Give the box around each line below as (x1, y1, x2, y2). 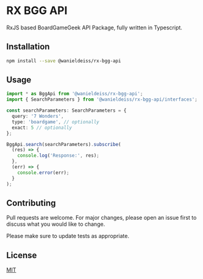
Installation (6, 42, 50, 52)
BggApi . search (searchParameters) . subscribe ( (6, 141, 121, 147)
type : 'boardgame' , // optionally (12, 118, 99, 125)
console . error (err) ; (17, 169, 69, 176)
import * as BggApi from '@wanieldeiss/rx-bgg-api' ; (6, 91, 143, 97)
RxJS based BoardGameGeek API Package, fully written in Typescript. (6, 24, 183, 31)
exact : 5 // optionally (12, 125, 72, 131)
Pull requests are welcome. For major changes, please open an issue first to (6, 214, 197, 222)
